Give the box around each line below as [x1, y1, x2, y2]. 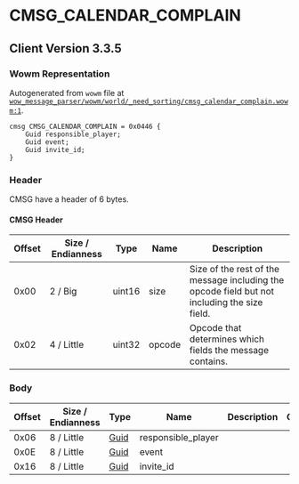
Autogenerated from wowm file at [9, 87, 125, 98]
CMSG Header [9, 214, 64, 225]
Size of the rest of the [190, 263, 280, 276]
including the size [190, 296, 263, 309]
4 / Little [49, 339, 85, 351]
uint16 [112, 286, 141, 298]
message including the [190, 274, 285, 286]
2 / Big [49, 286, 77, 298]
